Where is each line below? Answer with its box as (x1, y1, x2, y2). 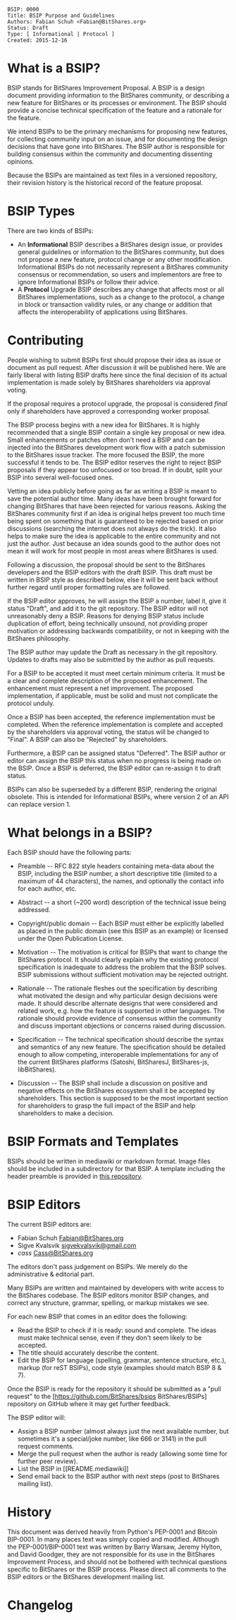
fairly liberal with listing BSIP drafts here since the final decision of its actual (7, 371, 228, 379)
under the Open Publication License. (17, 934, 124, 942)
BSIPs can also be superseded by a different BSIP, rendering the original (7, 785, 217, 793)
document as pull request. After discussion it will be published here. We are (7, 363, 227, 371)
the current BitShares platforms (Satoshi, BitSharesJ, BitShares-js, (17, 1057, 209, 1066)
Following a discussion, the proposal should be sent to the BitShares (7, 560, 206, 569)
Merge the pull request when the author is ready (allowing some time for (17, 1449, 228, 1458)
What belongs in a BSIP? (7, 825, 153, 841)
